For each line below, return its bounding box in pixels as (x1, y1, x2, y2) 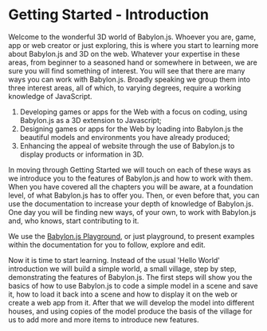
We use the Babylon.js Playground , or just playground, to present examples (8, 231, 255, 241)
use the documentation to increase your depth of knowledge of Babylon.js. (8, 198, 254, 209)
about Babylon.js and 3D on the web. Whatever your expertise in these (8, 49, 241, 58)
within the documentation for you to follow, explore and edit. (8, 240, 206, 249)
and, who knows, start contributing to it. (8, 216, 139, 225)
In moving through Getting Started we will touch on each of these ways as (8, 165, 251, 174)
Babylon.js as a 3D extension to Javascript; (19, 115, 162, 125)
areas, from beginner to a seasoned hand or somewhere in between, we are (8, 58, 257, 67)
